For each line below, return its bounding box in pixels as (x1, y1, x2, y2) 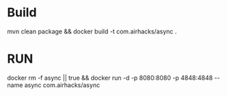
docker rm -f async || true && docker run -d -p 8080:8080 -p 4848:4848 (7, 74, 213, 82)
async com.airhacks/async (24, 80, 101, 89)
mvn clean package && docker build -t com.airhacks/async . (7, 27, 177, 35)
